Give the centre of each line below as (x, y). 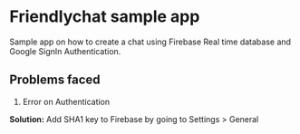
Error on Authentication (66, 101)
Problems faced (55, 80)
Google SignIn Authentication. (65, 51)
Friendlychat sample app (105, 17)
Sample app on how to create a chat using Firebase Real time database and (150, 42)
